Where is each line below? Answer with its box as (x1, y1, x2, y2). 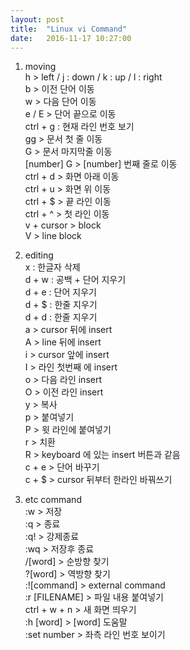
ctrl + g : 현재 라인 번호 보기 (24, 121, 135, 133)
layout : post (10, 14, 65, 25)
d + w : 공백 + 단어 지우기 (24, 274, 127, 286)
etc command (24, 494, 82, 506)
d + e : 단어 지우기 (24, 286, 97, 298)
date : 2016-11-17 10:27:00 (10, 33, 132, 43)
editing (24, 249, 54, 261)
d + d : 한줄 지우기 (24, 311, 98, 323)
